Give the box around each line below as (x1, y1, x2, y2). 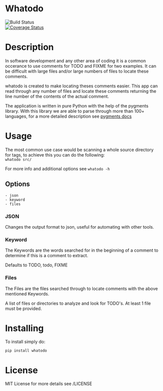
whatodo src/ (5, 157, 32, 162)
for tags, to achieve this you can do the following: (5, 152, 105, 157)
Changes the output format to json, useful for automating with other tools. (5, 224, 154, 230)
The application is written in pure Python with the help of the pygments (5, 103, 149, 108)
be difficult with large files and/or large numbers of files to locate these (5, 68, 149, 74)
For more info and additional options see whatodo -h (5, 165, 110, 172)
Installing (5, 322, 44, 334)
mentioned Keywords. (5, 290, 50, 297)
